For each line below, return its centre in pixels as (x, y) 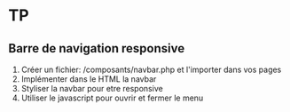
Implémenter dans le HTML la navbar (89, 79)
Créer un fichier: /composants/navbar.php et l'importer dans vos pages (151, 69)
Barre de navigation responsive (97, 48)
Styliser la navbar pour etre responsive (92, 88)
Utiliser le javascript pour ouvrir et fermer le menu (112, 98)
